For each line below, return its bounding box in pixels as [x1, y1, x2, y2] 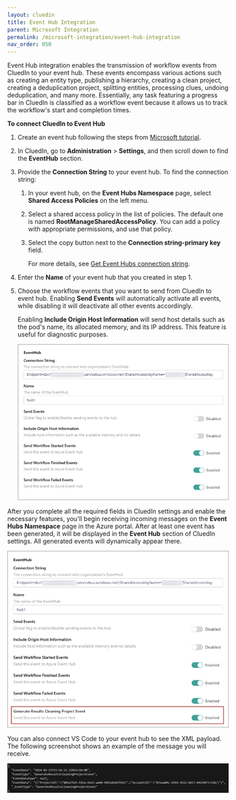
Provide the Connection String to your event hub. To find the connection [17, 168, 228, 176]
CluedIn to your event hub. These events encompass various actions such [7, 69, 222, 77]
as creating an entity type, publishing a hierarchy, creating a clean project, [7, 76, 223, 84]
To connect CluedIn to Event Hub [7, 119, 105, 128]
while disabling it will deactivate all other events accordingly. [17, 302, 193, 310]
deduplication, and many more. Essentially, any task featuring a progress [7, 91, 218, 100]
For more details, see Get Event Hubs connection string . [27, 260, 190, 268]
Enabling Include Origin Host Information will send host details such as [17, 315, 225, 324]
